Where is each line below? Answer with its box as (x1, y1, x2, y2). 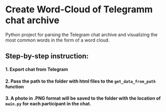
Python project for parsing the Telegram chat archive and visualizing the (5, 31, 158, 38)
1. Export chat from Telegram (5, 66, 68, 72)
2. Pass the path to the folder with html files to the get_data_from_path (5, 78, 156, 84)
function (5, 83, 24, 89)
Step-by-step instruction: (5, 52, 89, 61)
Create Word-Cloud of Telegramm (5, 4, 153, 15)
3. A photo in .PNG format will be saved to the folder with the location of (5, 95, 161, 101)
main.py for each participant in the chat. (5, 101, 91, 107)
